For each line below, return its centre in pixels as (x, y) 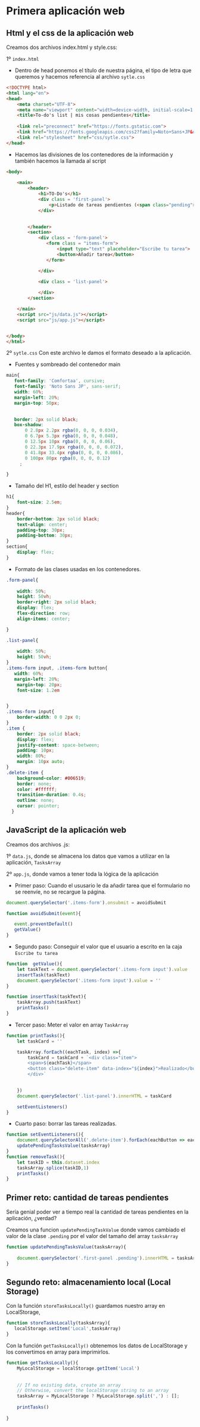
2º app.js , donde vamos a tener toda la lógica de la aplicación (82, 874)
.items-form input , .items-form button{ (57, 668)
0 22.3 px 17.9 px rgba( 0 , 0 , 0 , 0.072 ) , (74, 447)
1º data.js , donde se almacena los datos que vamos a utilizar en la (88, 856)
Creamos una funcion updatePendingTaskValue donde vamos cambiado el (96, 1230)
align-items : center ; (43, 619)
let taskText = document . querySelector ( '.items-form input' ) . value (102, 969)
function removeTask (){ (36, 1157)
